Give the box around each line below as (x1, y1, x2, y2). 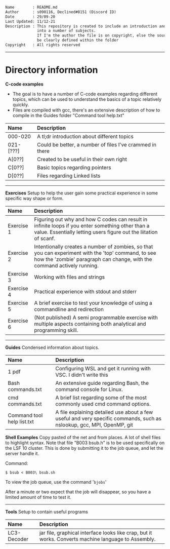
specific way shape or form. (5, 195, 64, 201)
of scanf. (34, 234, 56, 242)
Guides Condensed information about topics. (5, 344, 100, 350)
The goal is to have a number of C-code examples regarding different (12, 91, 158, 97)
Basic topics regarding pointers (37, 164, 111, 171)
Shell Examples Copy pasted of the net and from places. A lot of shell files (5, 434, 161, 440)
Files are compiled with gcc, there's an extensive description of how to (12, 107, 160, 113)
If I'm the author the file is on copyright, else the (37, 33, 155, 38)
